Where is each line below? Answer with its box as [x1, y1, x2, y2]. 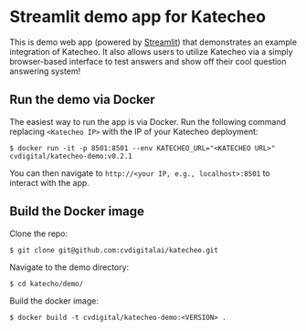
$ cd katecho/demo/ [9, 280, 84, 289]
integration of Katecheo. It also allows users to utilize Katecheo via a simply [9, 46, 294, 57]
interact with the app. [9, 177, 90, 188]
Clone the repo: [9, 228, 69, 239]
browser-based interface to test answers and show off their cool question [9, 56, 287, 67]
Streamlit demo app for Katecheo [9, 6, 267, 27]
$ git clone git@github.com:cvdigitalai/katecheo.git [9, 245, 219, 254]
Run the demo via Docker [9, 92, 155, 108]
